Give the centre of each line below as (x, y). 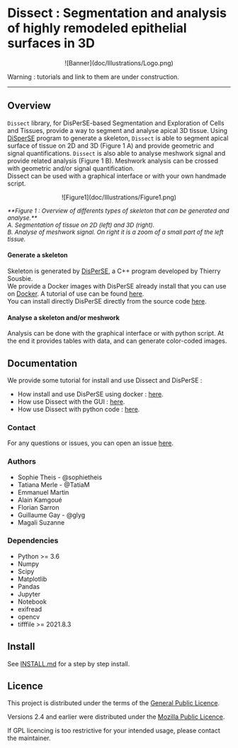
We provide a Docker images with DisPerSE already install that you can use (117, 286)
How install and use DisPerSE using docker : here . (91, 394)
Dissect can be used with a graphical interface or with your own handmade (117, 176)
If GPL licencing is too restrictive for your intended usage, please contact (114, 731)
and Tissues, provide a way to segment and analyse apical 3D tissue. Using (118, 130)
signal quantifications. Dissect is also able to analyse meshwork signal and (116, 153)
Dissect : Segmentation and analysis (117, 13)
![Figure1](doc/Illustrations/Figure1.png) (119, 197)
